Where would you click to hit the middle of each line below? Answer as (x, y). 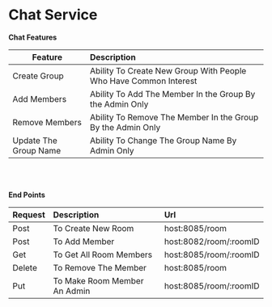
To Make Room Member (98, 280)
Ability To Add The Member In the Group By (172, 94)
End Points (27, 195)
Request (29, 214)
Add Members (40, 99)
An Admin (72, 291)
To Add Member (84, 242)
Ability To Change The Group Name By (163, 141)
